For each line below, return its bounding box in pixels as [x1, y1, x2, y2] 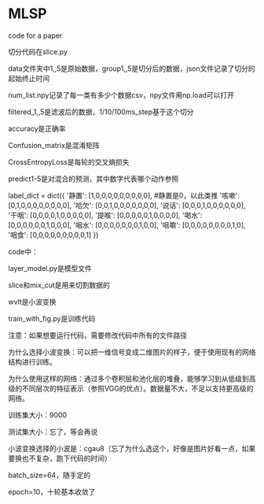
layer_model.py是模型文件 [8, 263, 92, 272]
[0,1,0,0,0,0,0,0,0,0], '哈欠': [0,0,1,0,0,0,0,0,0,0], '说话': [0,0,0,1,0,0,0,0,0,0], [8, 200, 246, 209]
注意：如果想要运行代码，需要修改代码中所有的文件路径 [8, 330, 187, 339]
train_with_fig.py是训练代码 [8, 313, 96, 323]
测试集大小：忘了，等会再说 [8, 427, 98, 436]
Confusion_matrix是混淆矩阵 [8, 140, 100, 150]
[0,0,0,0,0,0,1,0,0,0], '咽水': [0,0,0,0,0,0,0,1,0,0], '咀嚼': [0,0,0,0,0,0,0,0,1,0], [8, 220, 246, 229]
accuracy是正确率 [8, 124, 66, 133]
